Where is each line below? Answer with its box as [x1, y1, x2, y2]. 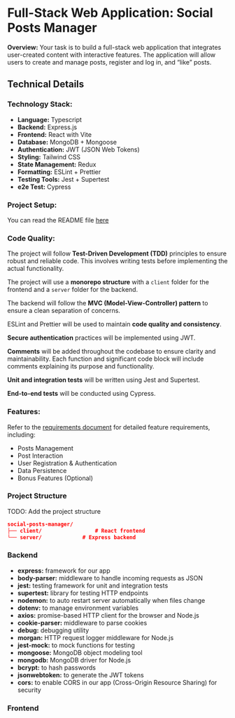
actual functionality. [7, 265, 64, 273]
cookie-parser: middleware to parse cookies [17, 618, 148, 627]
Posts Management [17, 444, 73, 452]
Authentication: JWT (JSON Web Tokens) [17, 145, 140, 154]
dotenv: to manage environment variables [17, 604, 138, 612]
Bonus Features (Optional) [17, 474, 93, 482]
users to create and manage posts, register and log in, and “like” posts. [7, 58, 212, 66]
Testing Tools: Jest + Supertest [17, 175, 110, 183]
